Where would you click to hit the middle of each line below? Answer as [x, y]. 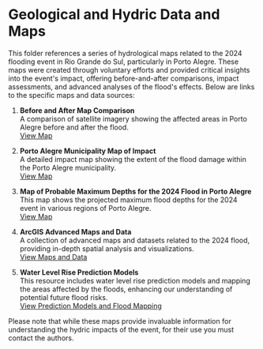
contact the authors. [41, 338]
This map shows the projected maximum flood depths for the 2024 [129, 200]
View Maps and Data [53, 257]
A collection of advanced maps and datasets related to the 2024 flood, [135, 240]
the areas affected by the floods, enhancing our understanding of [126, 289]
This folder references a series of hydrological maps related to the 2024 [125, 53]
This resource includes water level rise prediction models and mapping [135, 280]
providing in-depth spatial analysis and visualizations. [107, 248]
